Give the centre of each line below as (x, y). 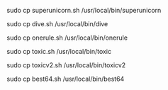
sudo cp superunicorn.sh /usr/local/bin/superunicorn (84, 10)
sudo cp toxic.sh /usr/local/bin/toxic (59, 51)
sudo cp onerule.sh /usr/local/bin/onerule (67, 38)
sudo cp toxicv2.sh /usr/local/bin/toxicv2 (66, 65)
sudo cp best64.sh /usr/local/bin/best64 (66, 79)
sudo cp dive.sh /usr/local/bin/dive (57, 24)
